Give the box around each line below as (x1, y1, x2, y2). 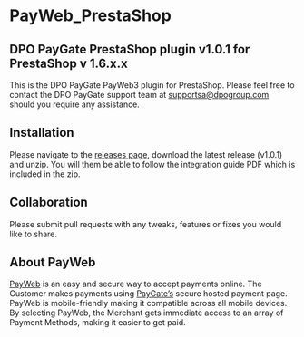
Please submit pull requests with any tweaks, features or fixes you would (9, 218, 282, 229)
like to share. (9, 228, 57, 239)
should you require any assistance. (9, 99, 141, 110)
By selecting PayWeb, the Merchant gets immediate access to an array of (9, 307, 284, 318)
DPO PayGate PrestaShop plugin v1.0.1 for (9, 42, 250, 57)
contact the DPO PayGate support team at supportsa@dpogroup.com (9, 90, 270, 100)
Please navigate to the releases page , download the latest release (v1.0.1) (9, 149, 283, 159)
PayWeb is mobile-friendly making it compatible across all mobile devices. (9, 298, 288, 309)
